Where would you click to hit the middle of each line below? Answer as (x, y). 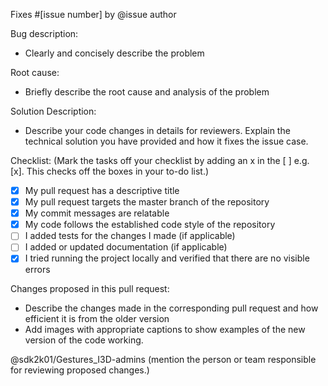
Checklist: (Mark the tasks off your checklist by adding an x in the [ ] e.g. (160, 160)
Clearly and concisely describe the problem (114, 53)
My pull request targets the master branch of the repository (147, 202)
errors (37, 270)
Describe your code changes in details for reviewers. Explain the (157, 130)
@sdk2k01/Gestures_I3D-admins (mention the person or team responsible (163, 360)
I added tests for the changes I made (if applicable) (130, 236)
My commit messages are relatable (97, 213)
